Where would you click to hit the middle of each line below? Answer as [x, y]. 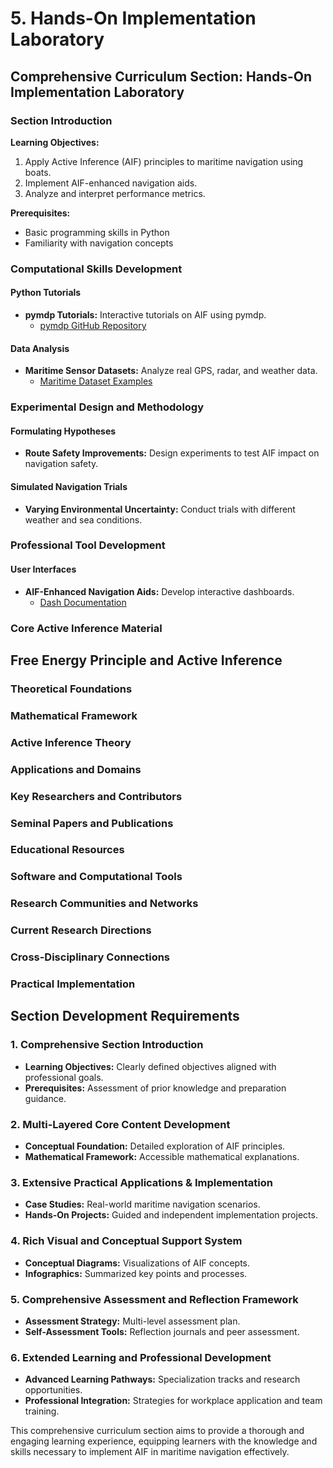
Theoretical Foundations [71, 689]
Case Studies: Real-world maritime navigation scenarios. [142, 1204]
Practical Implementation [73, 984]
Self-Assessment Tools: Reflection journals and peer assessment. [162, 1331]
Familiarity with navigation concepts [99, 243]
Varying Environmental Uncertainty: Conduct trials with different [160, 509]
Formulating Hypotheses [63, 431]
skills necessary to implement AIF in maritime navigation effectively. [150, 1452]
